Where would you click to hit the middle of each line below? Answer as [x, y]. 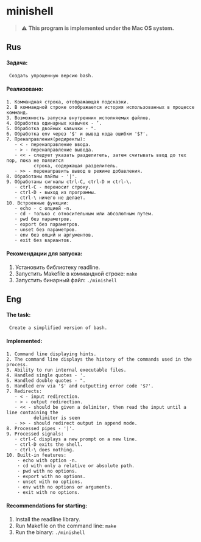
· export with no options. [51, 476]
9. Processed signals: [35, 434]
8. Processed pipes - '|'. [41, 428]
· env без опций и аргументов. [54, 235]
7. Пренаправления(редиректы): [46, 139]
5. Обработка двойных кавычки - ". [51, 128]
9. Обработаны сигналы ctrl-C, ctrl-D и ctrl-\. [69, 182]
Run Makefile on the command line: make [66, 526]
